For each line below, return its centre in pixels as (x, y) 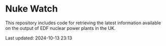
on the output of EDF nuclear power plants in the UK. (60, 28)
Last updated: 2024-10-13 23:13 (39, 38)
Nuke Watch (32, 9)
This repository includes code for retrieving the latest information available (83, 23)
